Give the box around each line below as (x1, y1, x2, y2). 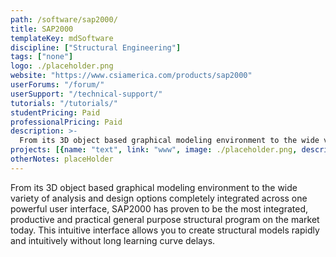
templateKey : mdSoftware (10, 33, 114, 43)
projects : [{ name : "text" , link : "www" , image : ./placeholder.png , (10, 145, 298, 155)
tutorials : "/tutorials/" (10, 98, 118, 108)
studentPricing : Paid (10, 107, 101, 118)
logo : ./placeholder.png (10, 61, 114, 71)
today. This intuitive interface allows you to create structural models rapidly (10, 224, 320, 236)
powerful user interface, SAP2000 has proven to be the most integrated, (10, 202, 308, 215)
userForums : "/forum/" (10, 80, 105, 90)
